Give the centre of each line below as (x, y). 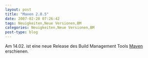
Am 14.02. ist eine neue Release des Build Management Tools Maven (74, 46)
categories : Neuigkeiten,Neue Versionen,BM (50, 28)
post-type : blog (21, 32)
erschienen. (17, 51)
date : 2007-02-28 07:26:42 (32, 19)
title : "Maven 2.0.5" (27, 14)
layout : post (18, 10)
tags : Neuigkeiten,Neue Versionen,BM (43, 23)
